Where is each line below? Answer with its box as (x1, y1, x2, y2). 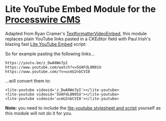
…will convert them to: (5, 78, 51, 84)
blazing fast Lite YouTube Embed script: (5, 41, 87, 47)
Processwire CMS (5, 14, 81, 25)
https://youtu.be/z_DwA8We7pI (5, 60, 68, 65)
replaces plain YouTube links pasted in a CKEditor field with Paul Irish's (5, 36, 151, 42)
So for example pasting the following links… (5, 51, 95, 57)
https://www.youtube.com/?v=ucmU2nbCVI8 (5, 69, 91, 74)
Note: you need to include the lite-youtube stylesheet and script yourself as (5, 105, 161, 111)
